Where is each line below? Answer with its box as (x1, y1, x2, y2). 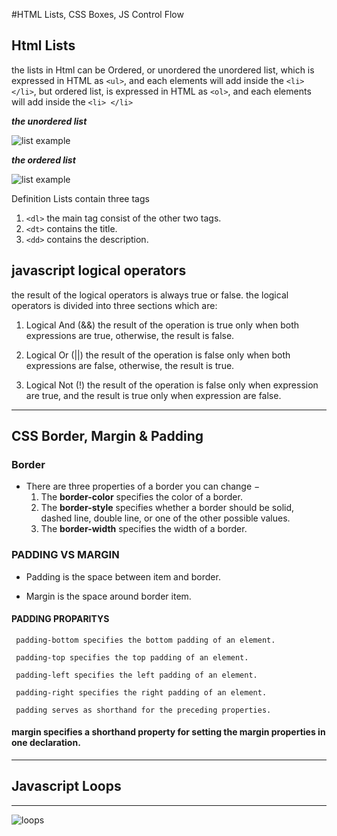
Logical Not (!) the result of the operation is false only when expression (25, 379, 319, 391)
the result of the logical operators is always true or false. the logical (11, 289, 289, 301)
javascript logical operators (11, 262, 187, 279)
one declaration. (11, 737, 81, 749)
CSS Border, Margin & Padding (11, 428, 204, 445)
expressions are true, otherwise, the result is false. (25, 329, 235, 341)
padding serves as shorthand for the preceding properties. (15, 705, 272, 715)
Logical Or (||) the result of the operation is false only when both (25, 349, 291, 361)
